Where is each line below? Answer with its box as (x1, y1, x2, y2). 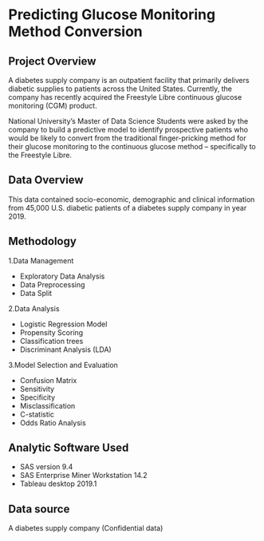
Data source (8, 502, 70, 515)
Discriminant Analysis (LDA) (19, 345, 112, 354)
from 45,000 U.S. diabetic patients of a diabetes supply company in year (8, 203, 247, 212)
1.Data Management (8, 255, 74, 265)
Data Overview (8, 173, 84, 187)
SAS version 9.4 (19, 462, 73, 472)
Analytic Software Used (8, 441, 129, 455)
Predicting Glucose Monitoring (8, 6, 216, 24)
